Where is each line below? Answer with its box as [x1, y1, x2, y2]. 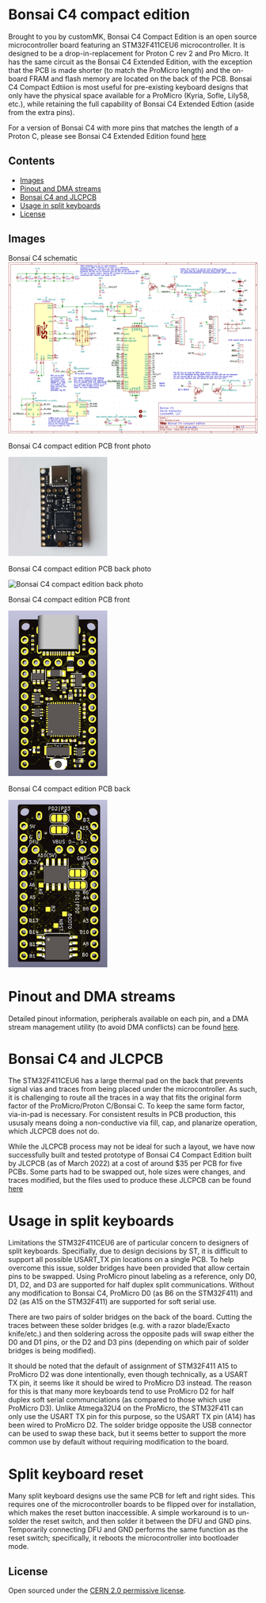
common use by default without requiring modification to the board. [8, 1437, 230, 1447]
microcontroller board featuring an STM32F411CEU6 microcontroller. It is [8, 40, 245, 49]
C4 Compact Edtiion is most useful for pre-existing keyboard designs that [8, 82, 249, 92]
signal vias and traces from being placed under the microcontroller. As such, [8, 1085, 257, 1094]
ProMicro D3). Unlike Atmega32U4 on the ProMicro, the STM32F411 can [8, 1403, 244, 1413]
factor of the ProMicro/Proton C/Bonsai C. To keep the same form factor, [8, 1101, 245, 1111]
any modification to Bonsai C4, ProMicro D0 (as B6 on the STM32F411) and [8, 1288, 253, 1298]
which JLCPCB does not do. [8, 1127, 100, 1136]
